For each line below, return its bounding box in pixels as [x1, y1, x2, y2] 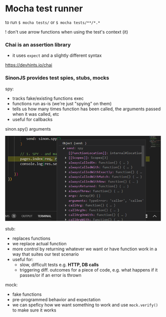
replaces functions [12, 235, 51, 241]
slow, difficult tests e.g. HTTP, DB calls [19, 262, 99, 268]
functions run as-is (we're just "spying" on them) [12, 100, 112, 106]
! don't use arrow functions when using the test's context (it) [5, 29, 128, 35]
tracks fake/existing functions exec [12, 95, 84, 101]
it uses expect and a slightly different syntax [12, 52, 102, 58]
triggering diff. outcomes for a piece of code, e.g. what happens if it [19, 267, 158, 273]
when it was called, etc [12, 111, 59, 117]
